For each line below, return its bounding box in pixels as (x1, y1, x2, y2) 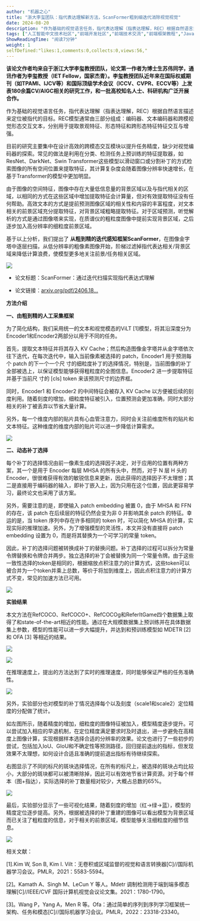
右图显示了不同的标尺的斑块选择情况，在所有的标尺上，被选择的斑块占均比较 (6, 763, 194, 770)
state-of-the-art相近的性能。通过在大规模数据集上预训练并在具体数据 (21, 618, 191, 625)
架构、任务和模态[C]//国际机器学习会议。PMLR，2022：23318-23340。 (6, 908, 183, 915)
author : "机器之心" (6, 8, 51, 15)
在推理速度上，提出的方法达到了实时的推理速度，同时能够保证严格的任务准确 (6, 668, 194, 675)
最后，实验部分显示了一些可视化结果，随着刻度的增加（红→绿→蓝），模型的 (6, 801, 191, 809)
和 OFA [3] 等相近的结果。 (6, 633, 70, 640)
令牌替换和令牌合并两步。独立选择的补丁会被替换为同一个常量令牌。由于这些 (6, 552, 194, 559)
